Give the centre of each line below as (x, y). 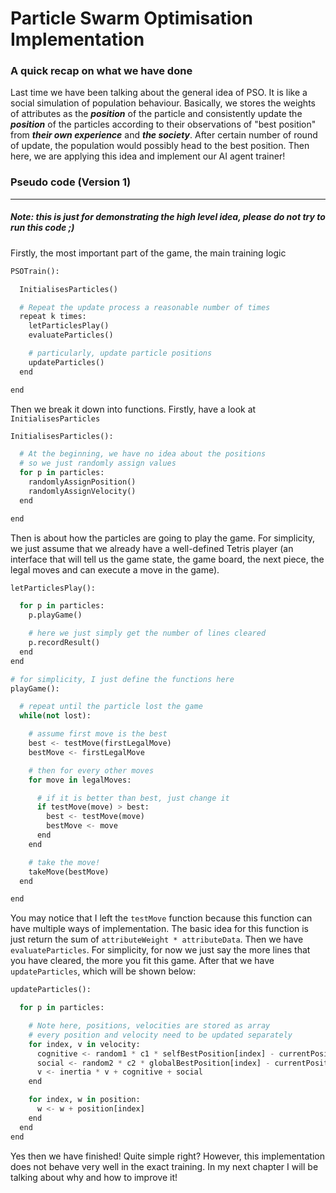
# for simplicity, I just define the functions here (122, 679)
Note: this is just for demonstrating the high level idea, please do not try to (168, 217)
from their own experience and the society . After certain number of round (164, 135)
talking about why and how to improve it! (94, 1177)
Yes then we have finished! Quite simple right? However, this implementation (168, 1156)
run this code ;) (42, 228)
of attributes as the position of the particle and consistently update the (156, 114)
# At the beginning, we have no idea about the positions (143, 454)
